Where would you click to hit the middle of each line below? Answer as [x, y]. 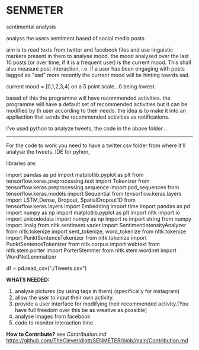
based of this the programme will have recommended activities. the [88, 98]
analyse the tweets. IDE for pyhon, [48, 151]
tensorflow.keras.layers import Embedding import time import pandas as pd [98, 206]
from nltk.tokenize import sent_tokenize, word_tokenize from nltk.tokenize [96, 231]
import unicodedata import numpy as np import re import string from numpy [99, 219]
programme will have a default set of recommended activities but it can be [97, 104]
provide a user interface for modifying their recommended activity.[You [102, 304]
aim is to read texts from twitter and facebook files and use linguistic [90, 50]
